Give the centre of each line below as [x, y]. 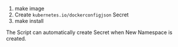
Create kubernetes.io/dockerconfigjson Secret [72, 15]
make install [29, 21]
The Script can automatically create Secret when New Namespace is [89, 32]
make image [29, 9]
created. [16, 38]
